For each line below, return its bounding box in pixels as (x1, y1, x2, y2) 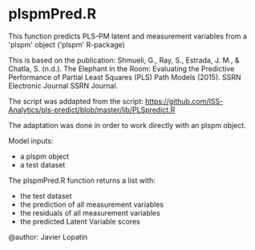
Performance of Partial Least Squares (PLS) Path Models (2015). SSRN (8, 72, 241, 82)
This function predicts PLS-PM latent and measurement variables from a (8, 31, 247, 41)
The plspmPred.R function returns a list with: (8, 175, 156, 185)
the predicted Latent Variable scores (19, 216, 140, 226)
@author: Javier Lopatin (8, 232, 88, 241)
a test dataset (19, 159, 66, 169)
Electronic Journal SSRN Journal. (8, 81, 119, 91)
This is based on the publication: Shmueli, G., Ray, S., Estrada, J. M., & (8, 55, 240, 65)
